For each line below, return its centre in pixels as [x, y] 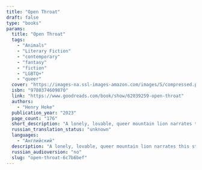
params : [16, 29]
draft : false [23, 17]
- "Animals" [32, 46]
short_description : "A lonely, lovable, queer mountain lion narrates [102, 124]
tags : [19, 40]
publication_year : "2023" [44, 113]
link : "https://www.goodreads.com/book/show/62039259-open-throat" [98, 96]
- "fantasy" [32, 62]
